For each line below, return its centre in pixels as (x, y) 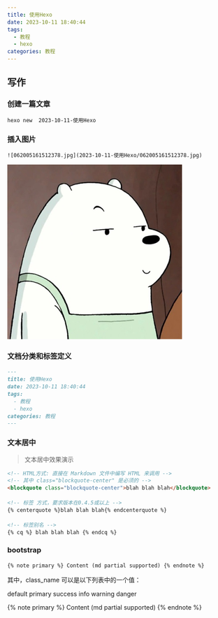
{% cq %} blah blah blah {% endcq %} (62, 532)
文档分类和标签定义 (39, 356)
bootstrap (24, 550)
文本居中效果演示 (49, 459)
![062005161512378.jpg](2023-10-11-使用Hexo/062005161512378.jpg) (105, 155)
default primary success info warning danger (72, 594)
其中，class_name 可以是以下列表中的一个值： (74, 580)
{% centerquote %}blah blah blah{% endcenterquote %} (87, 510)
